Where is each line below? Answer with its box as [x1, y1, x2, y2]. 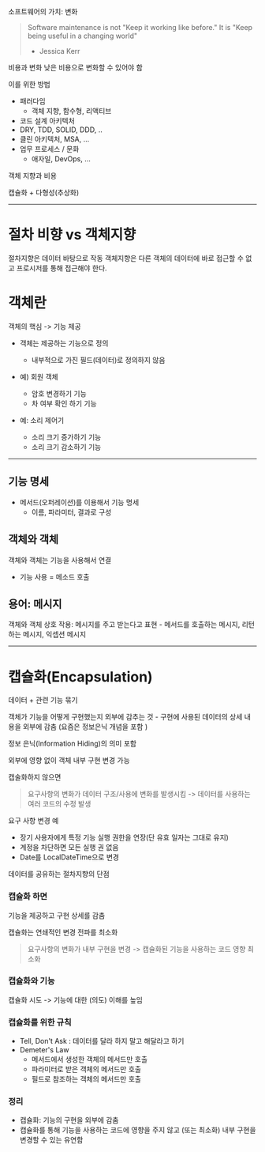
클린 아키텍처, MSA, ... [19, 134, 90, 144]
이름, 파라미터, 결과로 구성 [31, 507, 112, 516]
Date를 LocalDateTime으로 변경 [19, 852, 120, 862]
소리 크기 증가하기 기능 [31, 432, 102, 441]
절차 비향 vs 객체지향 [8, 226, 136, 244]
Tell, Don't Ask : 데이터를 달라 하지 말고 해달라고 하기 [19, 1037, 185, 1046]
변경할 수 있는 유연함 [19, 1135, 84, 1145]
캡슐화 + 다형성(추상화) [8, 188, 80, 197]
